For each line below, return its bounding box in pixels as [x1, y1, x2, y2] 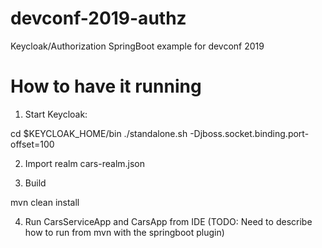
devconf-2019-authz [10, 7, 187, 30]
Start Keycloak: [24, 108, 88, 120]
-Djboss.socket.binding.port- [189, 127, 310, 139]
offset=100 [10, 138, 55, 150]
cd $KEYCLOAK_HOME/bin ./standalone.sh [10, 127, 188, 139]
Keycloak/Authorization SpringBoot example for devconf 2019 [10, 40, 265, 52]
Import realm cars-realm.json [24, 157, 146, 169]
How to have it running [10, 75, 202, 98]
